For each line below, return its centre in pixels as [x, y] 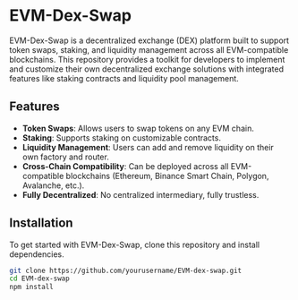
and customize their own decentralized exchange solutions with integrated [147, 69]
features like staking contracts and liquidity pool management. [124, 78]
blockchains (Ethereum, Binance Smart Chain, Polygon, [167, 176]
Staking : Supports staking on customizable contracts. [122, 137]
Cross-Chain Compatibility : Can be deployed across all [125, 166]
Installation [41, 223]
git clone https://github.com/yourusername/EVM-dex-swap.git [126, 270]
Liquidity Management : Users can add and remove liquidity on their [148, 147]
